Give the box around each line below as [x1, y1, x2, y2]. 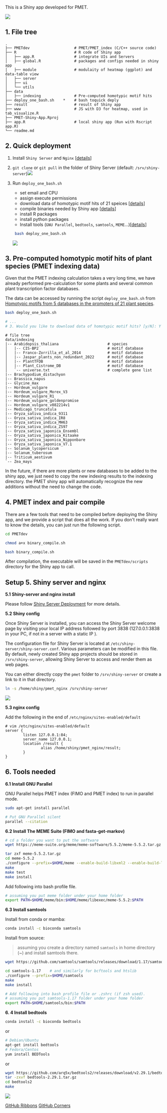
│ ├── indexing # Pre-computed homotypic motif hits [5, 93, 153, 99]
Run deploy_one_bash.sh [12, 180, 62, 186]
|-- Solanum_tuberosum [5, 450, 52, 455]
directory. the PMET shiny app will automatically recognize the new [5, 478, 143, 484]
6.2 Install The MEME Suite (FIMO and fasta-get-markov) [5, 828, 125, 834]
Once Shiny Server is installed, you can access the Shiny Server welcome [5, 620, 156, 626]
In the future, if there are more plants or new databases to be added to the [5, 468, 158, 474]
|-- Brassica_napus [5, 376, 46, 381]
